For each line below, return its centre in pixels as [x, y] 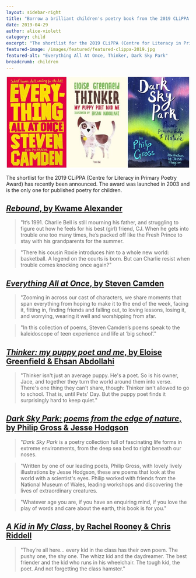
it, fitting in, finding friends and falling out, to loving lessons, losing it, [103, 310]
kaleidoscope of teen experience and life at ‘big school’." [88, 334]
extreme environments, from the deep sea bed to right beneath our [101, 448]
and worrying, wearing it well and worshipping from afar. [88, 316]
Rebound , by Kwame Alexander [64, 209]
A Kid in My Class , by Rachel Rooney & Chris [88, 527]
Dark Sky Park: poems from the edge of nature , [94, 419]
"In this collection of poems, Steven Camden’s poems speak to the [100, 327]
